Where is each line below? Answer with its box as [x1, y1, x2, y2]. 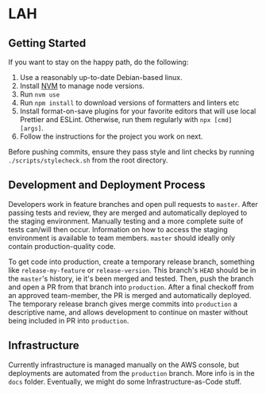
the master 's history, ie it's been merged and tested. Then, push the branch [8, 274, 254, 283]
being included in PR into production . [8, 316, 129, 325]
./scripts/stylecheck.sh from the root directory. [8, 155, 168, 165]
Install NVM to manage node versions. [19, 81, 145, 90]
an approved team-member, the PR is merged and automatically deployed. [8, 290, 252, 300]
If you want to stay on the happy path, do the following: [8, 57, 189, 67]
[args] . [19, 124, 44, 132]
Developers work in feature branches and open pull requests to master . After [8, 199, 258, 208]
